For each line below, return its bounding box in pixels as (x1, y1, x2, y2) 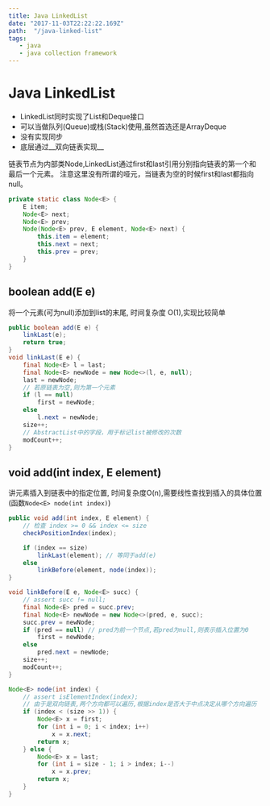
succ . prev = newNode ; (23, 618, 95, 626)
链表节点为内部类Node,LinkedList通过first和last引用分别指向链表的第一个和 (8, 159, 256, 168)
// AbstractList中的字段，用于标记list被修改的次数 (23, 428, 182, 436)
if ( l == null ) (23, 391, 74, 399)
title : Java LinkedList (8, 11, 89, 20)
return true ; (23, 339, 67, 347)
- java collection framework (19, 49, 117, 57)
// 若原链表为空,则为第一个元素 (23, 384, 115, 392)
